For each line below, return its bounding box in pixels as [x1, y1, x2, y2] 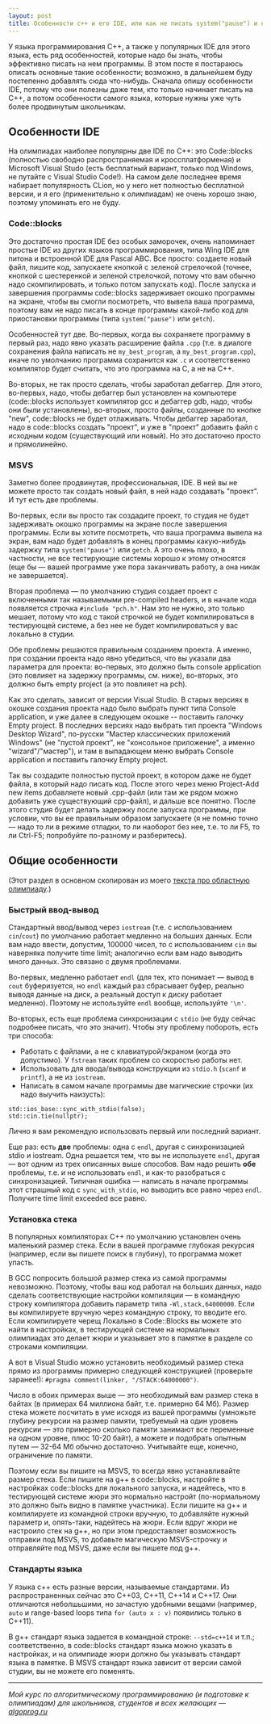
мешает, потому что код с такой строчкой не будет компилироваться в [8, 611, 255, 622]
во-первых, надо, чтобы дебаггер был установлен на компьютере [8, 388, 237, 397]
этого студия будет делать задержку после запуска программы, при [8, 804, 246, 814]
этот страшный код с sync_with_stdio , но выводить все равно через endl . [8, 1185, 262, 1195]
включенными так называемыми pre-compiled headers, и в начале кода [8, 594, 256, 604]
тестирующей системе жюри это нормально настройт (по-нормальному [8, 1491, 261, 1502]
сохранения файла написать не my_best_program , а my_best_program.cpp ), [8, 346, 256, 356]
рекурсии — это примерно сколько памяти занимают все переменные [8, 1424, 254, 1434]
